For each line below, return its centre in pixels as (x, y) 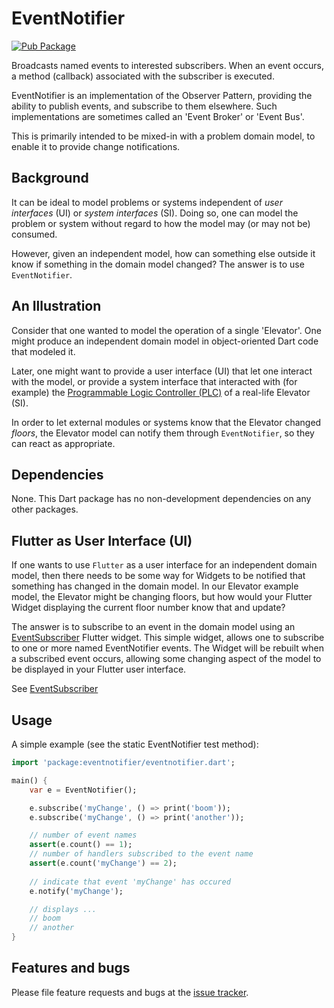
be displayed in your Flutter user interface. (99, 669)
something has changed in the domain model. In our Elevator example (155, 586)
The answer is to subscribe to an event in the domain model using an (153, 627)
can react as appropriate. (63, 443)
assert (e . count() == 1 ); (81, 845)
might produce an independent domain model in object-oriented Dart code (165, 341)
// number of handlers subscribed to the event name (141, 854)
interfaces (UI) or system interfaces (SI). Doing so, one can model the (155, 213)
